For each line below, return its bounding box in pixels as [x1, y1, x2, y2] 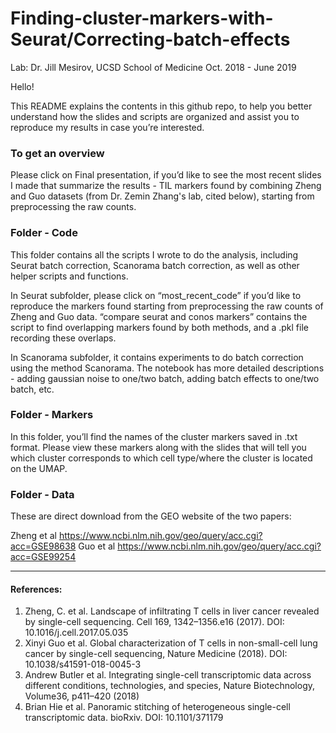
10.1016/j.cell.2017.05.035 [24, 627, 129, 639]
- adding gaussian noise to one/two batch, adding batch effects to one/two [10, 372, 320, 384]
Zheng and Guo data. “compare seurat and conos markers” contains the [10, 310, 308, 322]
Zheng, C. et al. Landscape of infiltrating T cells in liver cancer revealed [24, 605, 320, 617]
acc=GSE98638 [10, 540, 77, 552]
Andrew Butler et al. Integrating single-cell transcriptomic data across [24, 669, 312, 681]
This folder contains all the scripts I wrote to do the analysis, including [10, 248, 299, 261]
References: [10, 583, 63, 595]
